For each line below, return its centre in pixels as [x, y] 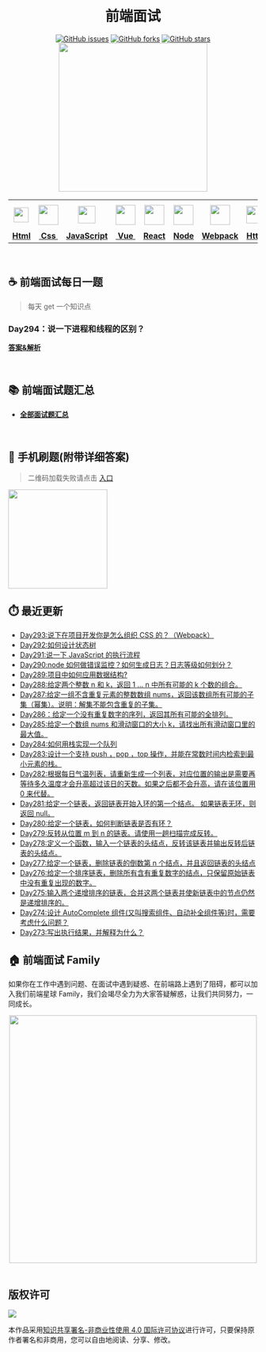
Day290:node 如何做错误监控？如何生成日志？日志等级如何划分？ [126, 665]
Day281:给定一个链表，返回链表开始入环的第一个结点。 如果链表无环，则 [138, 804]
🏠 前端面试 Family [54, 960]
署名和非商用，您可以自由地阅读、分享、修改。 [98, 1340]
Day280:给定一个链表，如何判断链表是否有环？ [96, 823]
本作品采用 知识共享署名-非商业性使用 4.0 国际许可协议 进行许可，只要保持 [128, 1330]
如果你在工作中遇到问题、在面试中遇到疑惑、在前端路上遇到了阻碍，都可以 [129, 984]
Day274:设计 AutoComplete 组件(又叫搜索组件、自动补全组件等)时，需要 [137, 913]
